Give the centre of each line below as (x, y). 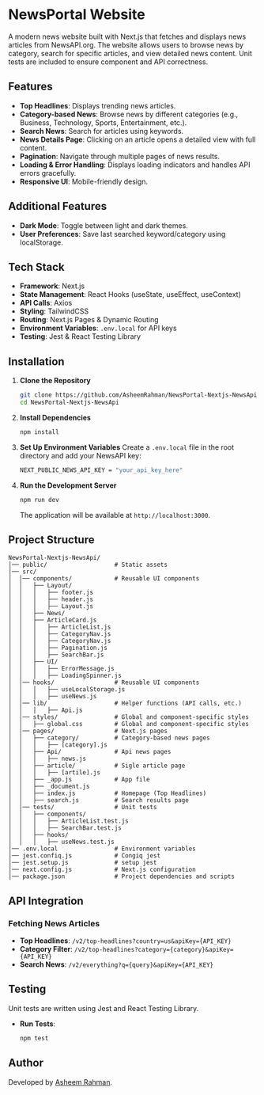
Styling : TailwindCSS (54, 311)
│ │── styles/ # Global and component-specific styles (128, 717)
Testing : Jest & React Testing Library (80, 336)
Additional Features (58, 206)
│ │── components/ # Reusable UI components (104, 579)
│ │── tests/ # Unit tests (83, 808)
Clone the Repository (55, 381)
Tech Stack (36, 267)
